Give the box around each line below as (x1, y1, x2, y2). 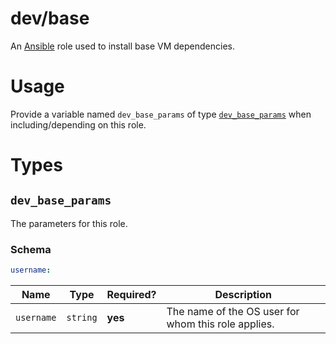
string (66, 312, 98, 324)
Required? (106, 288, 157, 302)
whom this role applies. (166, 317, 275, 331)
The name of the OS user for (166, 305, 300, 319)
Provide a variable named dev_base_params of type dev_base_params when (10, 108, 312, 120)
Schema (10, 242, 52, 256)
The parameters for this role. (10, 217, 128, 229)
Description (214, 288, 272, 302)
